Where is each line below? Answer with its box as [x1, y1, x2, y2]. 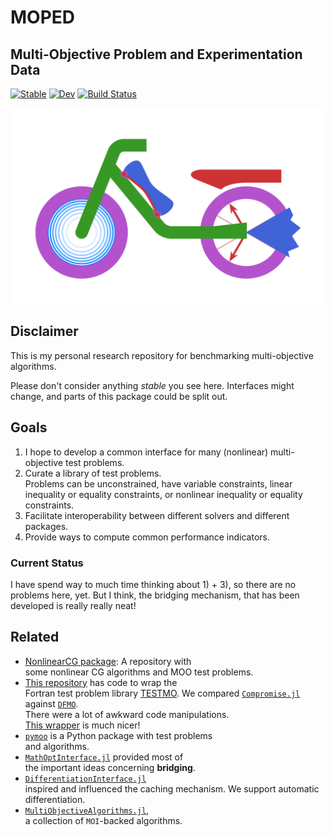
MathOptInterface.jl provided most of [24, 751, 184, 763]
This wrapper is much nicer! [24, 719, 141, 731]
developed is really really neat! [10, 599, 137, 611]
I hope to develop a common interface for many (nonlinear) [24, 446, 269, 458]
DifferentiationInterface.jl [24, 774, 147, 784]
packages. [24, 520, 69, 532]
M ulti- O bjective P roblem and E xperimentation [10, 46, 303, 63]
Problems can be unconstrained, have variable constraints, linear [24, 477, 293, 490]
